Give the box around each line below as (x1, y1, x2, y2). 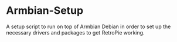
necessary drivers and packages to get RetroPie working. (6, 29, 145, 36)
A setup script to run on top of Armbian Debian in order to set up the (6, 23, 171, 30)
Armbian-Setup (6, 4, 84, 17)
